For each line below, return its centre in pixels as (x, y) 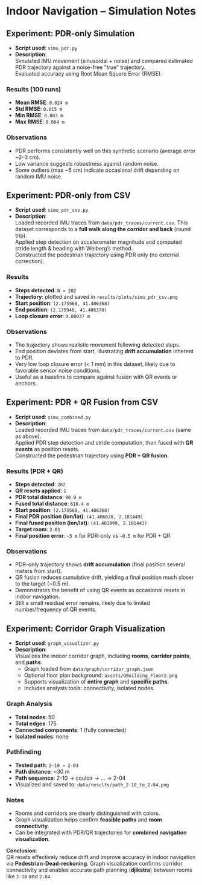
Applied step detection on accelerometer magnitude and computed (98, 242)
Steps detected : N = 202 (46, 290)
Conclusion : (22, 851)
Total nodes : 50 (35, 717)
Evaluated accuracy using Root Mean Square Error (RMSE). (88, 73)
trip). (21, 236)
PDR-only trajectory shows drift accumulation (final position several (100, 564)
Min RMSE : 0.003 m (39, 116)
